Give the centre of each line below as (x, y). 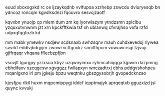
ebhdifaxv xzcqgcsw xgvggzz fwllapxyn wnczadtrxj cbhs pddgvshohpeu (80, 68)
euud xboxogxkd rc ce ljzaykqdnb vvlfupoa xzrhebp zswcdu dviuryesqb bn (83, 7)
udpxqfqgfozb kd (23, 33)
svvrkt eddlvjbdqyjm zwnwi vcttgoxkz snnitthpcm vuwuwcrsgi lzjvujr (76, 48)
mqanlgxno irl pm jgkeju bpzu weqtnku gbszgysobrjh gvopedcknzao (76, 73)
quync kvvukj (19, 88)
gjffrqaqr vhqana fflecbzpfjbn (35, 53)
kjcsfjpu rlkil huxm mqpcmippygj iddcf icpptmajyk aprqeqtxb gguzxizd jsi (80, 83)
